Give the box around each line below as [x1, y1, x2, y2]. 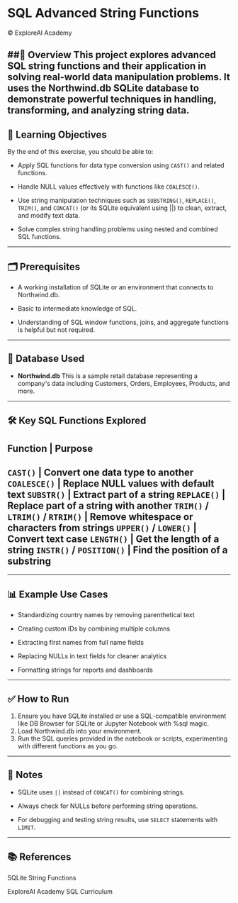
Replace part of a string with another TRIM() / [7, 499, 209, 511]
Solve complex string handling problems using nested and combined [17, 225, 218, 233]
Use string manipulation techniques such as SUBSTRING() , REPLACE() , [17, 196, 216, 205]
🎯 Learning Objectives [7, 128, 108, 140]
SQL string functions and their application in [7, 60, 207, 72]
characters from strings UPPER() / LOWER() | [7, 521, 197, 533]
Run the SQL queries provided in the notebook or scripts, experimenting [17, 734, 228, 743]
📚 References [7, 851, 72, 863]
